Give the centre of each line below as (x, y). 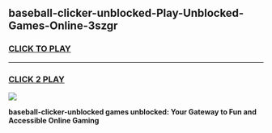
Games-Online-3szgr (63, 26)
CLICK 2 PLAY (36, 79)
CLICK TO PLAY (40, 49)
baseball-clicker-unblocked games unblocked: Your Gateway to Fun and (133, 111)
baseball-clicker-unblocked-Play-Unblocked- (126, 13)
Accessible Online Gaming (54, 120)
